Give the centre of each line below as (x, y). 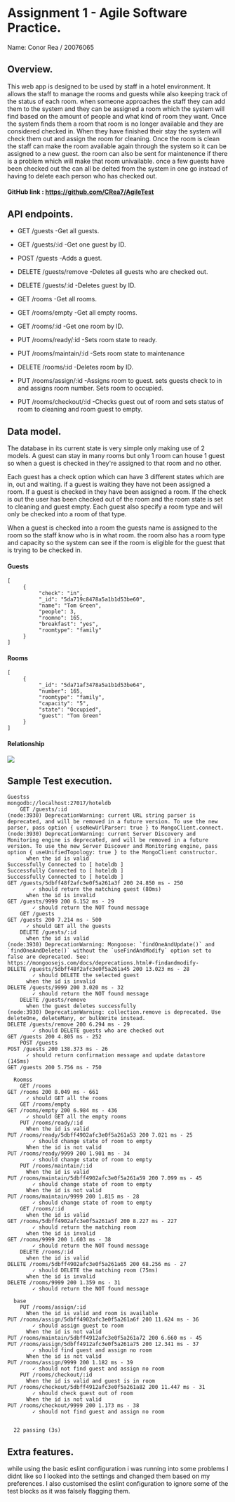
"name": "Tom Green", (70, 606)
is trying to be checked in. (45, 550)
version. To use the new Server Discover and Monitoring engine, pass (113, 847)
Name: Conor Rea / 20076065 (51, 47)
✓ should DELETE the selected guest (86, 975)
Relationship (26, 743)
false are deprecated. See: (48, 957)
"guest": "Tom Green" (70, 716)
